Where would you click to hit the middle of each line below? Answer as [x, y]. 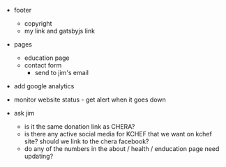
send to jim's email [62, 73]
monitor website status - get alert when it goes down [90, 100]
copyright [38, 23]
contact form [43, 65]
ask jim [24, 113]
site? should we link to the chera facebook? [86, 141]
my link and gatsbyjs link [60, 31]
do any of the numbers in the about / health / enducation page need [122, 149]
